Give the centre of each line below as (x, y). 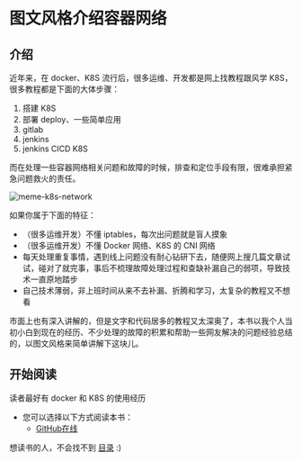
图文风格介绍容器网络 (89, 18)
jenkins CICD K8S (55, 149)
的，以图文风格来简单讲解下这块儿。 (76, 343)
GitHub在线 (57, 428)
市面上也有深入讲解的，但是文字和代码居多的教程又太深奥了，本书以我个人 (147, 321)
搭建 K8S (39, 108)
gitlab (33, 130)
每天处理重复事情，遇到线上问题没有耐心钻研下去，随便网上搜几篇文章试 (156, 257)
